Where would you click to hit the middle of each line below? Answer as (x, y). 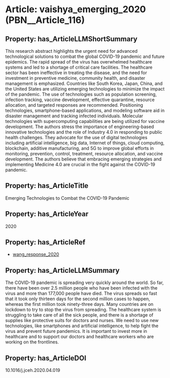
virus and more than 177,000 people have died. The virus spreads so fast (81, 294)
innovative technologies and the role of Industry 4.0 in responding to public (84, 132)
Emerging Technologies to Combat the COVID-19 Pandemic (67, 198)
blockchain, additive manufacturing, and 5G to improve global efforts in (79, 148)
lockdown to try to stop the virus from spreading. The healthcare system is (83, 310)
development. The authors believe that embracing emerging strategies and (83, 159)
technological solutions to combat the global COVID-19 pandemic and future (85, 56)
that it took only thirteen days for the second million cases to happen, (78, 299)
